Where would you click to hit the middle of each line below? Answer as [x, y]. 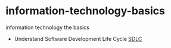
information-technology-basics [85, 11]
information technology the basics [48, 27]
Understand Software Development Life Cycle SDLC [78, 39]
